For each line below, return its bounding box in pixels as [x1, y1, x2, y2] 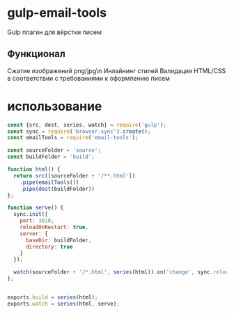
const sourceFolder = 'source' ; [7, 147, 101, 154]
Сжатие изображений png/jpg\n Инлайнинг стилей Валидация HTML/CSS [7, 66, 226, 74]
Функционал [7, 48, 66, 60]
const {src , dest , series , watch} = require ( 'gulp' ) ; [7, 121, 167, 128]
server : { [19, 230, 49, 237]
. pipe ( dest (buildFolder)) [19, 185, 95, 192]
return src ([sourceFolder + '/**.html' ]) [13, 172, 136, 179]
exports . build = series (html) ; [7, 294, 98, 301]
